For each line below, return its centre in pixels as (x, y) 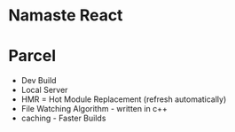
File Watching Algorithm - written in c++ (94, 109)
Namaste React (66, 16)
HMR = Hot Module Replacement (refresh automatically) (124, 99)
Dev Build (39, 81)
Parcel (32, 56)
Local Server (44, 90)
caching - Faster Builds (63, 118)
